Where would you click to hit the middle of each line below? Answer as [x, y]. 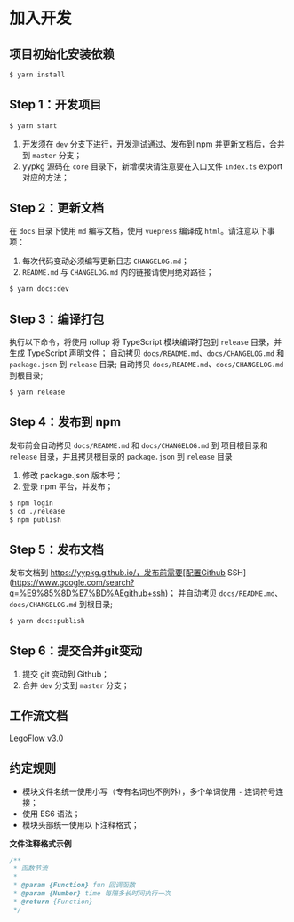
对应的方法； [45, 177]
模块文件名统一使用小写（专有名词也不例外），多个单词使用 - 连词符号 [149, 791]
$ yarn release [37, 392]
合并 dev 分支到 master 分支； [75, 685]
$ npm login [31, 503]
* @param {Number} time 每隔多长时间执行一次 [92, 894]
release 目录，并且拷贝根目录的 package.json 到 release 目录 [121, 456]
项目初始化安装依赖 [62, 54]
